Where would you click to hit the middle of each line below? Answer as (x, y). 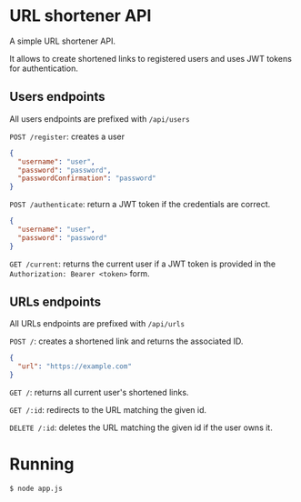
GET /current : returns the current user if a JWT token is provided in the (142, 264)
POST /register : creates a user (67, 136)
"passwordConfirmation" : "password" (87, 178)
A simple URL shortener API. (63, 41)
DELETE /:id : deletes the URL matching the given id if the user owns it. (141, 427)
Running (42, 464)
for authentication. (44, 68)
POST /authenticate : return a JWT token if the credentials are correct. (140, 205)
